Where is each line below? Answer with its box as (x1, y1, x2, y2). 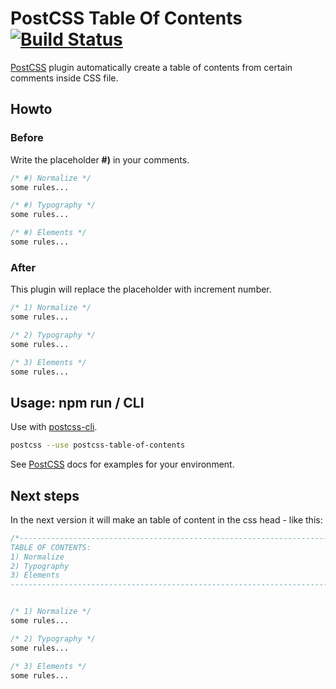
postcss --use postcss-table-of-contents (10, 440, 186, 451)
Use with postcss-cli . (10, 421, 98, 433)
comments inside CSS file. (10, 72, 119, 84)
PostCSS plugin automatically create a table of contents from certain (10, 61, 293, 73)
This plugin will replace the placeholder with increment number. (10, 283, 272, 296)
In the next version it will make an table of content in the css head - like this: (10, 513, 323, 526)
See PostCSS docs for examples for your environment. (10, 458, 235, 471)
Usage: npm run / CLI (10, 394, 145, 411)
